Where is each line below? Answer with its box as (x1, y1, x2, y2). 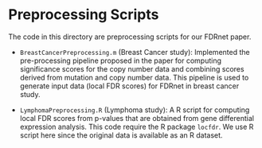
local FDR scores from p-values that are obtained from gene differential (19, 113, 255, 123)
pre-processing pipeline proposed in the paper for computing (19, 56, 221, 65)
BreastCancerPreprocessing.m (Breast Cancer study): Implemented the (19, 47, 250, 56)
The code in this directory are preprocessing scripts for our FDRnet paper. (8, 32, 252, 41)
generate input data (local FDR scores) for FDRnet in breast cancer (19, 81, 240, 91)
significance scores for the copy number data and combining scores (19, 64, 244, 73)
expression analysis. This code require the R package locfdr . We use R (19, 122, 254, 131)
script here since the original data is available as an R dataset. (19, 130, 223, 140)
